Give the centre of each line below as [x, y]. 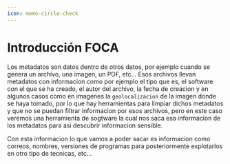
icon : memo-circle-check [43, 13]
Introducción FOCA [63, 47]
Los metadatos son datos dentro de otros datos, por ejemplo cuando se [109, 67]
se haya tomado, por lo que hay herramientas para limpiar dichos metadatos [115, 103]
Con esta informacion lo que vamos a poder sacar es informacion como [109, 139]
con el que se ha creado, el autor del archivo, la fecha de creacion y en [108, 89]
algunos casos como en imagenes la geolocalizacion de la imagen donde [112, 96]
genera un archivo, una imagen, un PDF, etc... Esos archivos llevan [102, 74]
